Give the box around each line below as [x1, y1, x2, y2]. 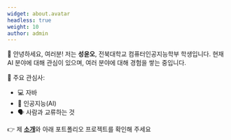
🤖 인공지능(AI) [17, 99, 57, 108]
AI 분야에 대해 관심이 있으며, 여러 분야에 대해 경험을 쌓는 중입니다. [7, 59, 187, 67]
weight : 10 [7, 23, 39, 30]
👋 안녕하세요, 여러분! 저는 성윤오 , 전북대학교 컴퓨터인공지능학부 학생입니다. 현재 [7, 50, 224, 58]
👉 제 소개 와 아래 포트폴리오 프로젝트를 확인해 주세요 [7, 125, 152, 134]
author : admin [7, 29, 49, 37]
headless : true [7, 17, 52, 24]
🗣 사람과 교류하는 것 [17, 108, 75, 116]
